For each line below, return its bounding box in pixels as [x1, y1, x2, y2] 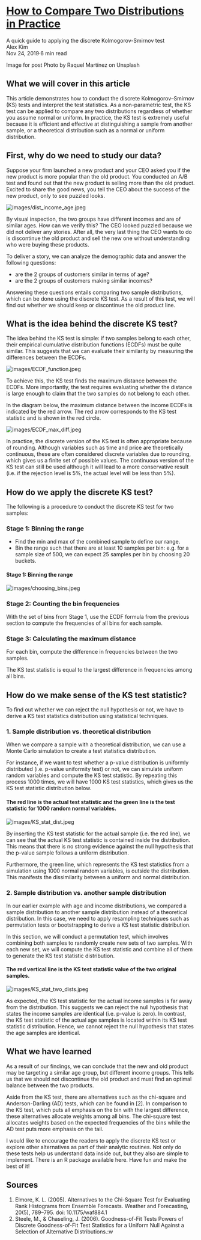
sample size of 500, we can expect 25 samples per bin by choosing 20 [14, 551, 190, 558]
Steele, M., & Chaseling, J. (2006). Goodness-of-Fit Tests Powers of [14, 1215, 184, 1222]
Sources [6, 1180, 38, 1190]
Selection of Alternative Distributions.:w [14, 1228, 113, 1235]
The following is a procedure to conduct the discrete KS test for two [6, 503, 174, 511]
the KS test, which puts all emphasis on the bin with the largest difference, [6, 1106, 190, 1113]
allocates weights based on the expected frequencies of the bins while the [6, 1119, 191, 1126]
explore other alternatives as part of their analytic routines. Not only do [6, 1143, 182, 1150]
